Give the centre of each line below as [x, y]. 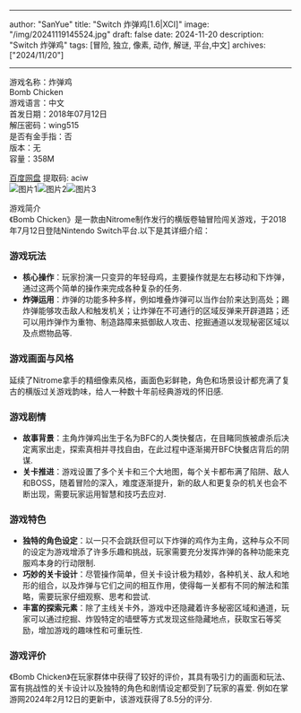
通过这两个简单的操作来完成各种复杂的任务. [102, 289]
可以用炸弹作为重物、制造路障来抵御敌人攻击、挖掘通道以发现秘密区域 [152, 322]
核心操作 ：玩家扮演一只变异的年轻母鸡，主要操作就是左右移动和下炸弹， [155, 277]
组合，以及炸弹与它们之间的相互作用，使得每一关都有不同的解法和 [160, 586]
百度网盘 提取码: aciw [49, 178]
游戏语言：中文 [37, 103]
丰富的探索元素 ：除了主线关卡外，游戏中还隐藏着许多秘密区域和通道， [152, 608]
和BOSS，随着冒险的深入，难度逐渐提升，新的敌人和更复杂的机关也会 [150, 483]
